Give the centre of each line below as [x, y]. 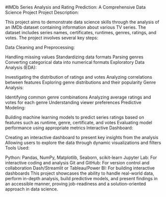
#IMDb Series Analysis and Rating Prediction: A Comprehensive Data [76, 7]
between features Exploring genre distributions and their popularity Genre [81, 82]
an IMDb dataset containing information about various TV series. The [76, 27]
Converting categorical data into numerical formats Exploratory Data [75, 62]
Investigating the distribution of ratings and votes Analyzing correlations [79, 77]
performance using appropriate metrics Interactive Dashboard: [69, 128]
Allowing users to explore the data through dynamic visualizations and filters [83, 143]
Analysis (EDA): [21, 67]
